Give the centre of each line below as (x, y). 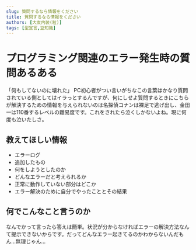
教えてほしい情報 (36, 140)
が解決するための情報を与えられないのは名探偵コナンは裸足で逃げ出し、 (93, 105)
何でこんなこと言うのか (48, 212)
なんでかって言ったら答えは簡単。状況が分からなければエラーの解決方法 (93, 227)
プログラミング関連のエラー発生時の (93, 58)
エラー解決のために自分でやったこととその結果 (71, 191)
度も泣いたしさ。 (27, 120)
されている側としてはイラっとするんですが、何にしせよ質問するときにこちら (98, 98)
